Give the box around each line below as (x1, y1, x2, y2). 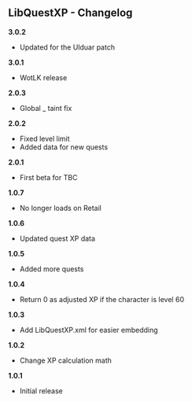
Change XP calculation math (19, 356, 113, 365)
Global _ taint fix (19, 103, 72, 112)
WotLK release (19, 72, 68, 82)
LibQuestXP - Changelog (8, 6, 133, 20)
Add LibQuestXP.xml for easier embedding (19, 325, 159, 334)
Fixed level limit (19, 134, 70, 143)
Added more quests (19, 264, 84, 274)
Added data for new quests (19, 142, 109, 152)
